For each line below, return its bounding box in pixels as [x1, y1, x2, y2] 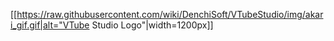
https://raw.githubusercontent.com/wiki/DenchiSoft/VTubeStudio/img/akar [16, 9, 324, 20]
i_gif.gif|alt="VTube [10, 19, 90, 31]
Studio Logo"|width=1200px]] [91, 19, 214, 31]
